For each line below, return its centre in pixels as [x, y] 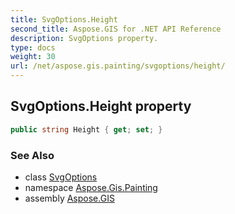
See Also [32, 155]
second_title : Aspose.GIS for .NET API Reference [116, 29]
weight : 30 [33, 57]
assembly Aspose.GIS [69, 198]
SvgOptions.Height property [101, 106]
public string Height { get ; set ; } [86, 129]
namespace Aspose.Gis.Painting [91, 187]
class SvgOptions [61, 177]
